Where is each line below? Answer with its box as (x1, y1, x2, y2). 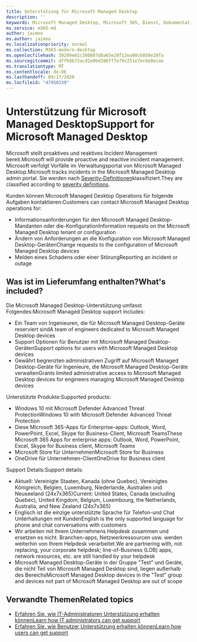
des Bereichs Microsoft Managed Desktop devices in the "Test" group (14, 571, 183, 578)
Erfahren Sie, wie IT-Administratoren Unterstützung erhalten (14, 610, 160, 617)
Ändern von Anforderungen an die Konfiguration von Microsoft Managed (14, 235, 191, 242)
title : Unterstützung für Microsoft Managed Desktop (6, 8, 138, 15)
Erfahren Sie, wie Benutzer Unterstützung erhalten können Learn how (14, 623, 182, 630)
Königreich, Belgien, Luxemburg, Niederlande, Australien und (14, 484, 162, 491)
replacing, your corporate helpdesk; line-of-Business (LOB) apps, (14, 546, 173, 553)
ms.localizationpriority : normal (6, 42, 88, 48)
